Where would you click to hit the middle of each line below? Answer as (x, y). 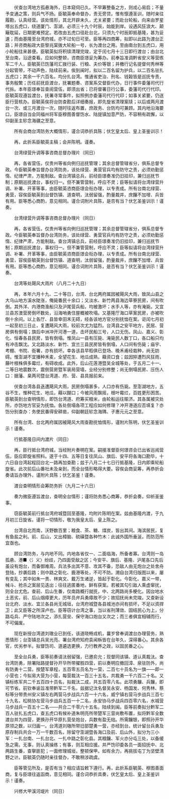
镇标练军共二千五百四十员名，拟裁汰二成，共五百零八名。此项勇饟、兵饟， (82, 682)
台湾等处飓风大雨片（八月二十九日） (51, 283)
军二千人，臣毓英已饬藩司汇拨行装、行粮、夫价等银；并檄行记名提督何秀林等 (84, 64)
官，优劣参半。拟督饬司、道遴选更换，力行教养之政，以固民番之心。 (76, 646)
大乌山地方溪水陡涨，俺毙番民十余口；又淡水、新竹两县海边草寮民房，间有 (82, 300)
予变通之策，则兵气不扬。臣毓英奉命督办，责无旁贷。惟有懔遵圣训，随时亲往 (84, 14)
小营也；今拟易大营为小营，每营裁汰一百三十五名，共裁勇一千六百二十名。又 (84, 676)
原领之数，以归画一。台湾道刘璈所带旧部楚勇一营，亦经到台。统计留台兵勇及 (84, 726)
